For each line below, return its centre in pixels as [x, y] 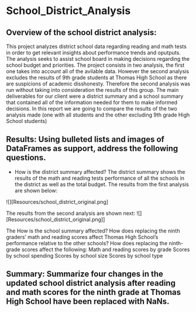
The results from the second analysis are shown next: [71, 213]
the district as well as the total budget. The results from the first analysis [102, 184]
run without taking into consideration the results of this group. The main [92, 90]
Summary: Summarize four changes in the [85, 274]
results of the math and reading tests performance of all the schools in [99, 178]
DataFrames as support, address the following [92, 148]
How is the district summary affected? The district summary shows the [100, 172]
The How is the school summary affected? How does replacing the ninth [93, 231]
